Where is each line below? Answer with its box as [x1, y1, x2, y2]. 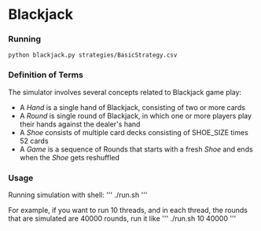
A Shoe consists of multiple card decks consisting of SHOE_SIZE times [19, 127, 249, 137]
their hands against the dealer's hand [19, 119, 141, 129]
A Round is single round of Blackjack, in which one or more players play [19, 111, 252, 120]
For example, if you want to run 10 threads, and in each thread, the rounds [8, 206, 248, 215]
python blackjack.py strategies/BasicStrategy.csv [8, 51, 178, 60]
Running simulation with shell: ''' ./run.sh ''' [8, 190, 148, 200]
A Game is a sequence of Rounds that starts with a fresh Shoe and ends [19, 144, 253, 154]
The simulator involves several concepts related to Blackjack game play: [8, 87, 242, 97]
